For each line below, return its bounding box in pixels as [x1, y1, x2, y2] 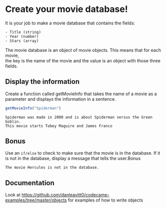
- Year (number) [5, 34, 39, 39]
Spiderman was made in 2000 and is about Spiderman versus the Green [5, 115, 153, 120]
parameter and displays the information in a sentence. [5, 96, 116, 102]
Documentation [5, 179, 55, 187]
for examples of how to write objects [68, 197, 144, 203]
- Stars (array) [5, 38, 39, 43]
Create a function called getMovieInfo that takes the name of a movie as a [5, 91, 157, 97]
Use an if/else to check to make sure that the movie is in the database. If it [5, 150, 161, 156]
